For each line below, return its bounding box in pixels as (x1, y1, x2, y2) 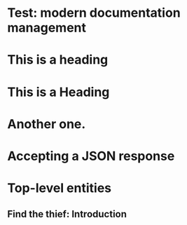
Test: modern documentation (7, 5, 181, 21)
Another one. (7, 116, 86, 132)
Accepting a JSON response (7, 148, 175, 164)
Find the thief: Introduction (7, 208, 127, 220)
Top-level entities (7, 180, 112, 196)
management (7, 20, 86, 36)
